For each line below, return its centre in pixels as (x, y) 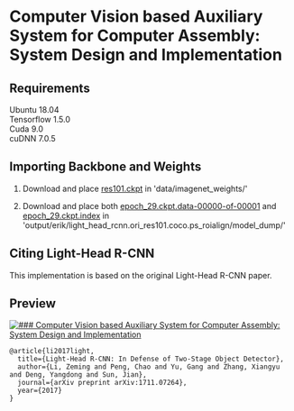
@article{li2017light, (52, 352)
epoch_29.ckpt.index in (66, 215)
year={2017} (40, 391)
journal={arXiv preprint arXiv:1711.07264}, (102, 383)
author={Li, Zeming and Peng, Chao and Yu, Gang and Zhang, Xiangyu (149, 367)
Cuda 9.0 (26, 129)
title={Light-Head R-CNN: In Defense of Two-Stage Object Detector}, (151, 359)
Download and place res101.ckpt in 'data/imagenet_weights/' (135, 188)
